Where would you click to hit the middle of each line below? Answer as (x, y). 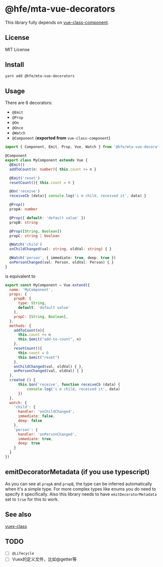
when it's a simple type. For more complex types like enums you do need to (81, 489)
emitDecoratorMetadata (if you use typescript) (77, 472)
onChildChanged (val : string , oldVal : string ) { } (60, 249)
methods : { (20, 326)
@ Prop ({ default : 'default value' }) (48, 218)
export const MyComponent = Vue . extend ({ (48, 285)
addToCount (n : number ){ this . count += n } (53, 169)
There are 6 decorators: (29, 103)
